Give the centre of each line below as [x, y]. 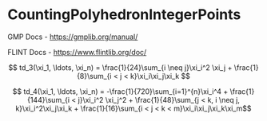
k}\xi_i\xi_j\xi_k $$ [160, 76]
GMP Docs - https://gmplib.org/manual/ [73, 37]
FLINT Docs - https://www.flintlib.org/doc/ [77, 52]
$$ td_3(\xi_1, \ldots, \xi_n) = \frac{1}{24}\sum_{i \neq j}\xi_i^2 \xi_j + [120, 67]
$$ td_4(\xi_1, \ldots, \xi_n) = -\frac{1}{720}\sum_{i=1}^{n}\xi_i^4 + [120, 91]
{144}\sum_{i [48, 100]
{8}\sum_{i [94, 76]
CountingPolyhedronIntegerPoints [124, 15]
